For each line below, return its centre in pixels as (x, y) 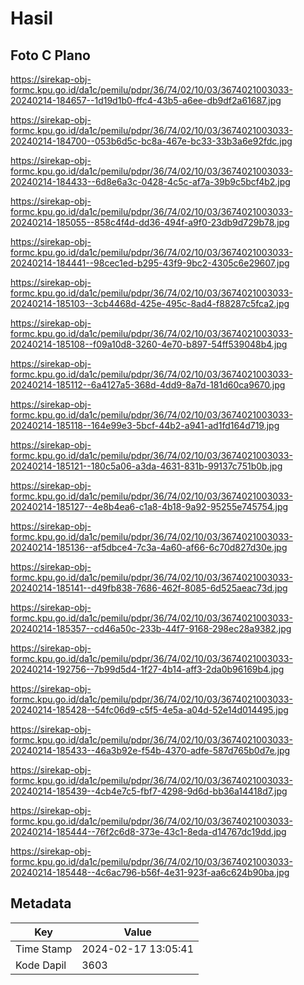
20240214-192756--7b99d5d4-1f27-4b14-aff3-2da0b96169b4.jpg (147, 669)
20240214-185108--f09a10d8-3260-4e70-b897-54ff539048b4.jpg (149, 344)
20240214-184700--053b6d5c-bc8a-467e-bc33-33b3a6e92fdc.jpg (151, 141)
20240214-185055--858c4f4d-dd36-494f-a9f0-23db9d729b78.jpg (150, 222)
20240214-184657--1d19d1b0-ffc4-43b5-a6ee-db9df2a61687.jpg (146, 100)
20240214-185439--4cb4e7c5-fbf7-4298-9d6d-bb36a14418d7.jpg (149, 791)
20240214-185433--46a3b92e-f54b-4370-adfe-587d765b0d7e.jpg (150, 750)
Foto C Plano (50, 55)
